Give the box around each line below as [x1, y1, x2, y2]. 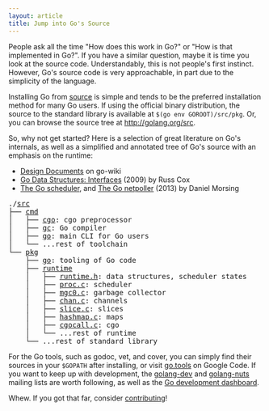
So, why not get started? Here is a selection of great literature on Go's [8, 133, 241, 142]
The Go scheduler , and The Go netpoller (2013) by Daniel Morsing [19, 183, 240, 193]
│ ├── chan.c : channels [25, 296, 128, 305]
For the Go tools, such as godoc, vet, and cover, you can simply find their [8, 351, 252, 361]
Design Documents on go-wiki [19, 166, 121, 176]
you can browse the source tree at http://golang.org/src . [8, 117, 196, 127]
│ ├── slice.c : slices [25, 304, 124, 313]
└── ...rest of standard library [25, 337, 158, 345]
